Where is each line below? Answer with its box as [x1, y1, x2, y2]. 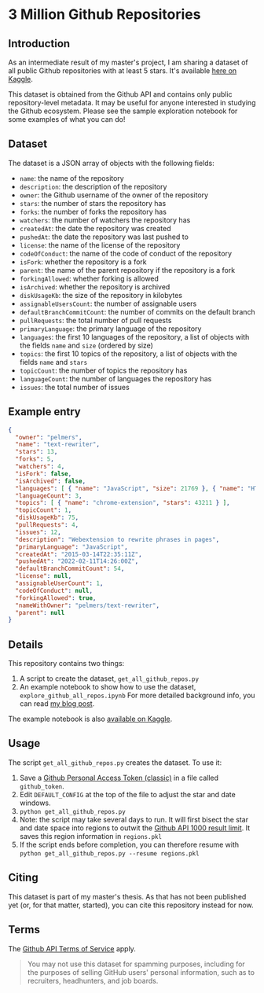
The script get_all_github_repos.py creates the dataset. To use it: [8, 757, 222, 767]
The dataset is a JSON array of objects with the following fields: [8, 158, 214, 167]
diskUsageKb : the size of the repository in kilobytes [19, 290, 183, 300]
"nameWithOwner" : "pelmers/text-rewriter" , [15, 601, 159, 609]
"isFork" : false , [15, 469, 72, 477]
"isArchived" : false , [15, 477, 86, 485]
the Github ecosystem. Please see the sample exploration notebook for [8, 106, 238, 116]
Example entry [8, 405, 81, 418]
